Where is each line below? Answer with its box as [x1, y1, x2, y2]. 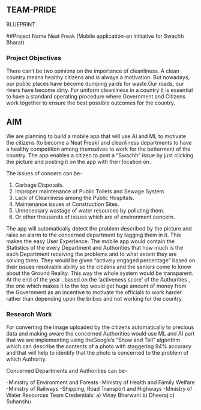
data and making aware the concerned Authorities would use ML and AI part [6, 330, 195, 337]
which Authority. [6, 355, 47, 363]
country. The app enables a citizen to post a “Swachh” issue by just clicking [6, 151, 194, 158]
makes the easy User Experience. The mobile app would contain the [6, 237, 175, 245]
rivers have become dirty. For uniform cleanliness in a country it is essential [6, 86, 193, 94]
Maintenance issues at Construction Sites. [14, 200, 119, 208]
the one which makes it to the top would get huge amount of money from [6, 282, 187, 289]
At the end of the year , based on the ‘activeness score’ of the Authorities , [6, 276, 190, 283]
